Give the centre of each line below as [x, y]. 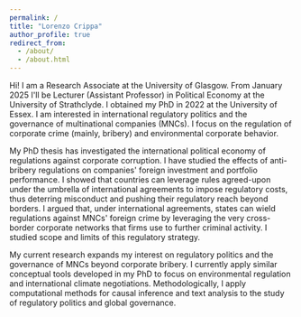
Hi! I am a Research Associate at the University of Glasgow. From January [146, 85]
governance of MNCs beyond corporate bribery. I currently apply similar [143, 264]
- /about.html [44, 60]
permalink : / [34, 18]
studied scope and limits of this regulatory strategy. [105, 237]
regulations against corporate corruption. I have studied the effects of [139, 160]
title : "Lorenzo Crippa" [56, 26]
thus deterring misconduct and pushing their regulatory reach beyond [139, 199]
